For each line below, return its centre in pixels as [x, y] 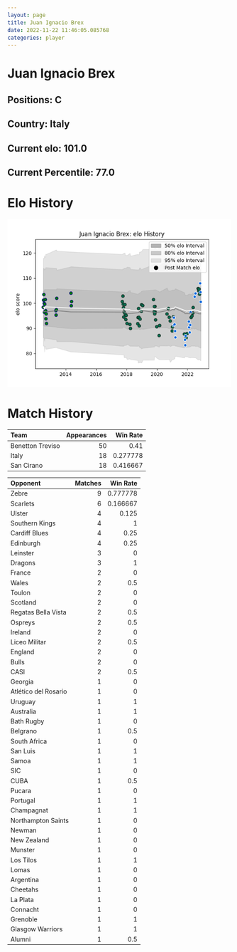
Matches [88, 483]
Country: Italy [39, 124]
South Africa [29, 741]
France [21, 572]
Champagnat [29, 810]
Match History [50, 414]
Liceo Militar [28, 642]
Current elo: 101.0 [47, 148]
